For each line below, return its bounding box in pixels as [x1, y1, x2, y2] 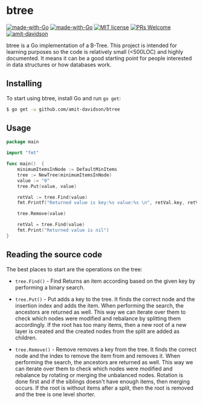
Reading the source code [6, 250, 103, 260]
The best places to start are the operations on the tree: [6, 265, 143, 272]
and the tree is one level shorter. [14, 390, 95, 398]
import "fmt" [6, 150, 39, 156]
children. [14, 334, 37, 341]
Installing [6, 79, 42, 89]
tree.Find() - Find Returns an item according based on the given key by [14, 277, 195, 285]
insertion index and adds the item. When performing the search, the [14, 301, 184, 309]
